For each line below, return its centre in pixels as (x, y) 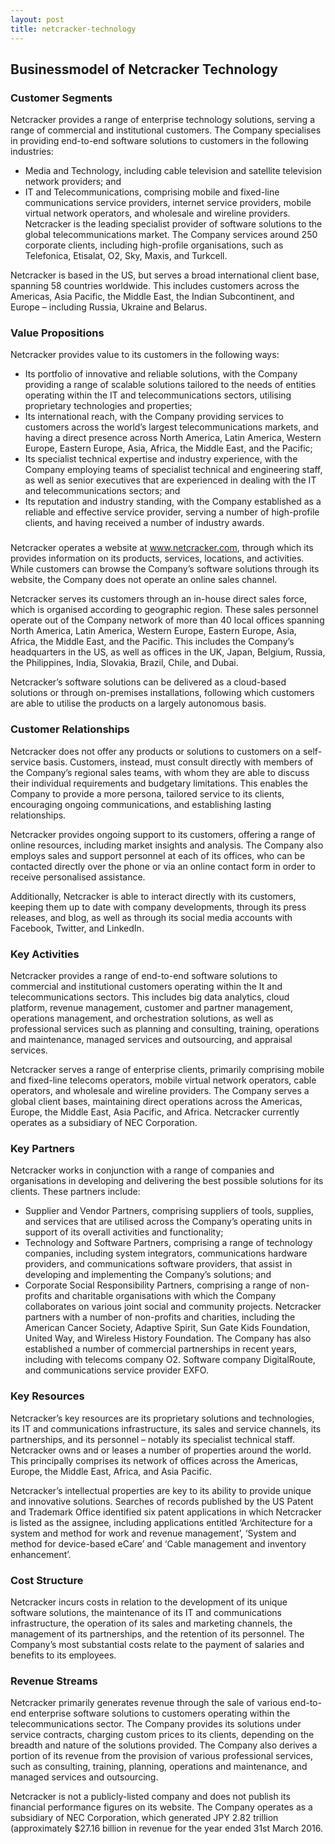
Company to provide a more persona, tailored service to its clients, (147, 793)
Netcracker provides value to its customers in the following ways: (145, 355)
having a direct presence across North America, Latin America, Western (173, 438)
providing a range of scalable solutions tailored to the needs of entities (170, 385)
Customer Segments (61, 98)
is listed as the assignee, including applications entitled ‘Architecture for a (161, 1522)
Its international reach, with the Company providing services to (154, 417)
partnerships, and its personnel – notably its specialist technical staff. (152, 1439)
